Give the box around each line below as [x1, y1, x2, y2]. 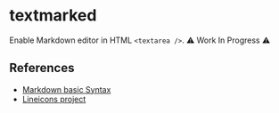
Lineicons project [21, 93, 86, 104]
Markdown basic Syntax [21, 84, 111, 94]
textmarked [9, 5, 97, 26]
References [9, 61, 75, 76]
